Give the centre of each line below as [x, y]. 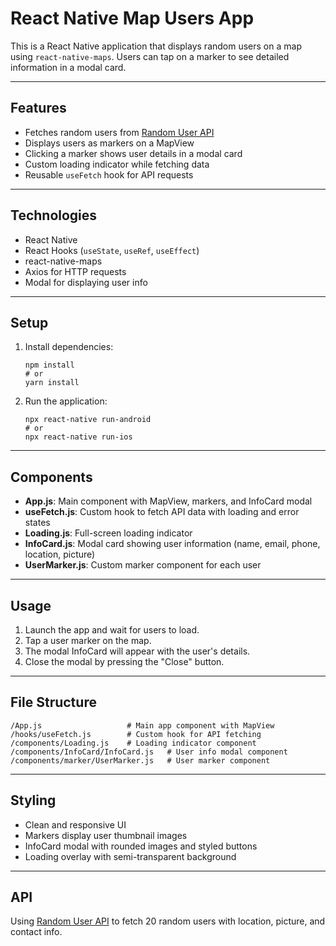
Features [38, 108]
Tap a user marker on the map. [88, 640]
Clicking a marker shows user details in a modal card [133, 153]
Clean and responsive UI [75, 824]
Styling [33, 800]
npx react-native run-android [88, 420]
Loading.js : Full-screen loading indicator [108, 533]
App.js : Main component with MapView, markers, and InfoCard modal [168, 501]
